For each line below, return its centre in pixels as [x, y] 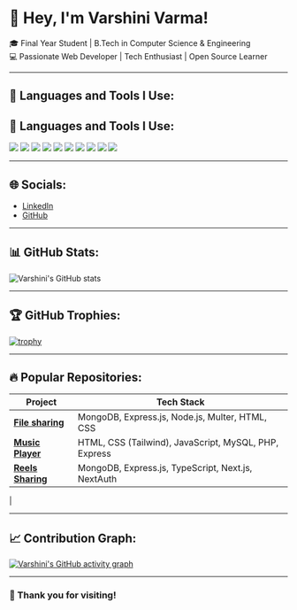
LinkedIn [38, 205]
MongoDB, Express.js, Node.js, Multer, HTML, [172, 417]
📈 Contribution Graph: [73, 538]
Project [42, 402]
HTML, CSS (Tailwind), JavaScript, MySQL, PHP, [179, 443]
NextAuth [98, 479]
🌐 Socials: [38, 185]
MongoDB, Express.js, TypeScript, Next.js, [165, 468]
